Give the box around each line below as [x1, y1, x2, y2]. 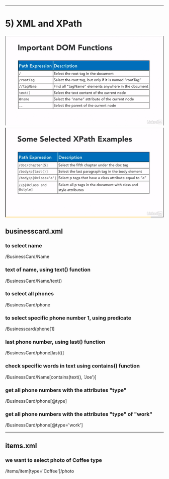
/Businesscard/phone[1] [5, 326, 55, 332]
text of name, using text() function [5, 266, 91, 273]
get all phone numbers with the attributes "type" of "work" [5, 410, 152, 417]
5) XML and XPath [5, 18, 82, 29]
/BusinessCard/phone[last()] [5, 350, 64, 356]
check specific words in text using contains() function [5, 362, 140, 369]
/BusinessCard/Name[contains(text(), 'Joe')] [5, 374, 97, 380]
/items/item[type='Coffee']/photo [5, 468, 74, 474]
